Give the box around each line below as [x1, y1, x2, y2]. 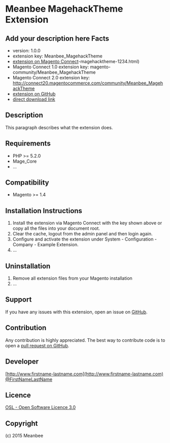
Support [5, 296, 32, 304]
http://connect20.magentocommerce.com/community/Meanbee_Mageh [12, 80, 163, 86]
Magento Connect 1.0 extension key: [12, 64, 89, 70]
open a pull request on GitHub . [5, 342, 70, 348]
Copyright [5, 419, 38, 428]
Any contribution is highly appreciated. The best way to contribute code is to [5, 337, 165, 343]
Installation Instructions [5, 206, 83, 215]
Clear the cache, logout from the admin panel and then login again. [12, 231, 153, 237]
